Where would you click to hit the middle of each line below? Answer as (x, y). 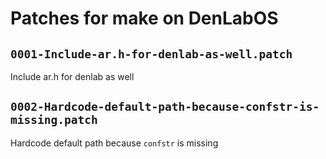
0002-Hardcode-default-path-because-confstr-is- (165, 107)
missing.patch (54, 120)
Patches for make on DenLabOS (144, 18)
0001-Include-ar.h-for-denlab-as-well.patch (151, 54)
